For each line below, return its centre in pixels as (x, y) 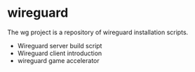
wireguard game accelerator (58, 60)
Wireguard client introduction (60, 53)
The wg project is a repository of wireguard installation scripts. (98, 32)
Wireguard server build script (60, 45)
